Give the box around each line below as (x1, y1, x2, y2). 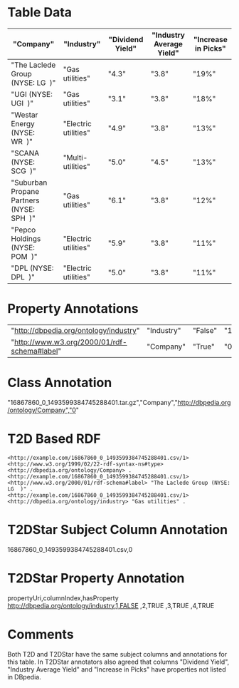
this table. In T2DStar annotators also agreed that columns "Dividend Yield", (7, 657, 230, 666)
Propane (11, 186, 40, 196)
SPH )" (11, 213, 36, 223)
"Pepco (11, 225, 36, 235)
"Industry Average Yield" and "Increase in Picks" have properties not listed (7, 664, 226, 674)
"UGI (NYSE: (11, 89, 53, 99)
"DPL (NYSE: (11, 263, 54, 273)
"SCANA (11, 148, 40, 158)
